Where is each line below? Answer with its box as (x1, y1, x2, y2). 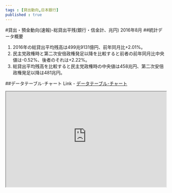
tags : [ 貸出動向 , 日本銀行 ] (5, 7, 59, 13)
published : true (5, 12, 42, 17)
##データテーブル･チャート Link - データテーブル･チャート (5, 80, 128, 87)
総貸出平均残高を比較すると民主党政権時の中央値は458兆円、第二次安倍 (12, 63, 164, 69)
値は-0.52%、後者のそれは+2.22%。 (12, 57, 90, 63)
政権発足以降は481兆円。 (12, 69, 65, 75)
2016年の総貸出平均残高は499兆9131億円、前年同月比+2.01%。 (12, 44, 146, 50)
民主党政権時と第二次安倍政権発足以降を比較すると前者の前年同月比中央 (12, 50, 164, 57)
